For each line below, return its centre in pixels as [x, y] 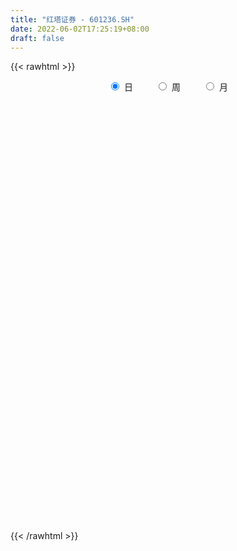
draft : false [37, 38]
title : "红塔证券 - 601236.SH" [72, 19]
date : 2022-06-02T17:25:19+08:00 [80, 29]
